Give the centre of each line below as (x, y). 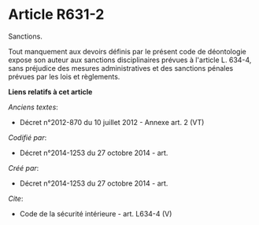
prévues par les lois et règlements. (64, 76)
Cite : (16, 198)
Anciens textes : (33, 107)
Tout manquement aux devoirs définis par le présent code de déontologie (127, 51)
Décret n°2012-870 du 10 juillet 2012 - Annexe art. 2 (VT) (112, 122)
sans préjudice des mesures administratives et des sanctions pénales (121, 68)
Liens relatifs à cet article (50, 91)
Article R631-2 (56, 15)
